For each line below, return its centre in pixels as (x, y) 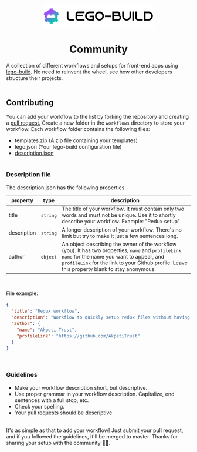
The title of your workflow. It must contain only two (123, 209)
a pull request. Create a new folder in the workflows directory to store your (96, 123)
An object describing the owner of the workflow (119, 244)
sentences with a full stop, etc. (52, 400)
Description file (28, 175)
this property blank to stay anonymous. (109, 269)
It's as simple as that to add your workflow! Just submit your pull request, (95, 430)
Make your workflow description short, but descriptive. (81, 387)
